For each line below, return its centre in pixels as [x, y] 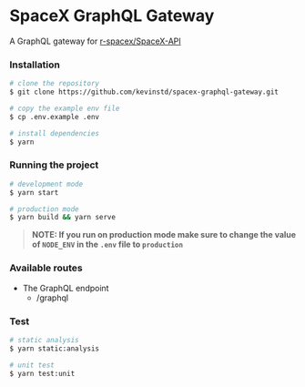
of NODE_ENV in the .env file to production [107, 244]
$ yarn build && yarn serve [63, 218]
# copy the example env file [65, 108]
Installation [35, 65]
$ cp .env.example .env [55, 117]
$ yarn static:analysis [55, 348]
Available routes [46, 268]
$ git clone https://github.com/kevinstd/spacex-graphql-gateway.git [144, 92]
